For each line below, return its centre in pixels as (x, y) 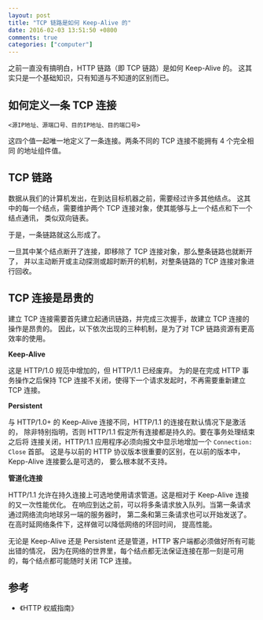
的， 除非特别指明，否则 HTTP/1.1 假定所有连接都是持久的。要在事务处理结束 (131, 432)
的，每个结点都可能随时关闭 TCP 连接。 (72, 560)
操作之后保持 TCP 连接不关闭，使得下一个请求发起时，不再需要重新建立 (130, 380)
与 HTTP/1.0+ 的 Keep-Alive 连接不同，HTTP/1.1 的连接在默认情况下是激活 (127, 422)
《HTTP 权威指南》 (49, 608)
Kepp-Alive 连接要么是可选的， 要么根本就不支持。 (90, 461)
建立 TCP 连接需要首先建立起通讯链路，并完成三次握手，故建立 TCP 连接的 (129, 319)
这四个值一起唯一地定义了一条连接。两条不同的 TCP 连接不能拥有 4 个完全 (128, 140)
